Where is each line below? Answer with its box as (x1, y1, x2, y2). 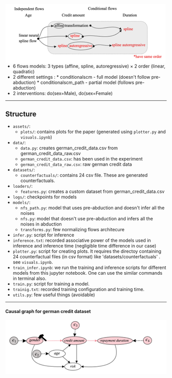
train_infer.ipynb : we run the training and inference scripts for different (12, 264, 166, 271)
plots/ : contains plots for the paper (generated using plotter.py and (20, 129, 166, 135)
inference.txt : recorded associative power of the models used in (12, 237, 151, 243)
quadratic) (12, 68, 35, 75)
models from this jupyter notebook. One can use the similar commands (12, 270, 163, 276)
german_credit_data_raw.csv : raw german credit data (20, 161, 132, 167)
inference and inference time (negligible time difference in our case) (12, 243, 157, 249)
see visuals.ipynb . (12, 259, 53, 265)
